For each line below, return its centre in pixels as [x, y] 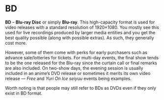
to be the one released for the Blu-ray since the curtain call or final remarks [81, 63]
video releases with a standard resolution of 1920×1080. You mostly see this [82, 27]
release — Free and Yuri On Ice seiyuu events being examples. [68, 78]
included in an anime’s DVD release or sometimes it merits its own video [78, 73]
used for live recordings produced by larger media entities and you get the [80, 32]
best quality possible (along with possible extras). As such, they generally [80, 38]
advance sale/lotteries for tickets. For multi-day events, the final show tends [82, 57]
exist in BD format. [24, 93]
